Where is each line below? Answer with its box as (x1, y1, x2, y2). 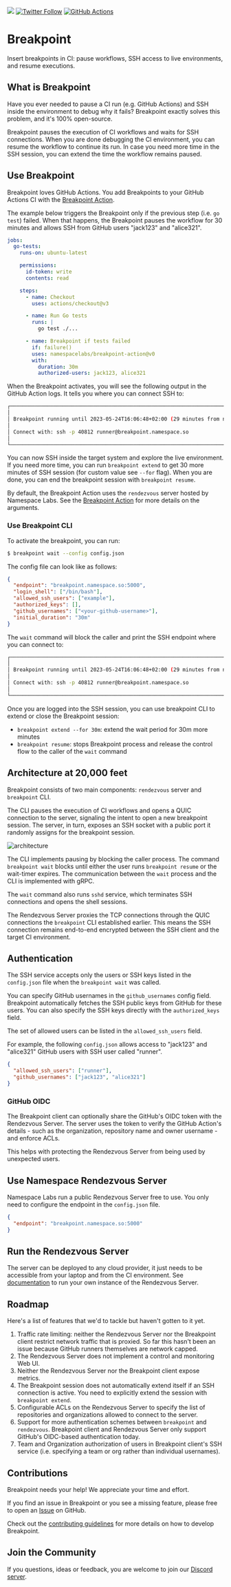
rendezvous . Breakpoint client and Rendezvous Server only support (16, 1425, 206, 1433)
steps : (19, 287, 38, 294)
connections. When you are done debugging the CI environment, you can (7, 135, 215, 143)
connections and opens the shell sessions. (7, 897, 128, 905)
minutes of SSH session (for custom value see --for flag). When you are (7, 469, 213, 477)
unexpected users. (7, 1155, 60, 1163)
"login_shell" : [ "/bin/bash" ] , (13, 588, 103, 595)
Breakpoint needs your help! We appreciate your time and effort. (7, 1486, 190, 1494)
